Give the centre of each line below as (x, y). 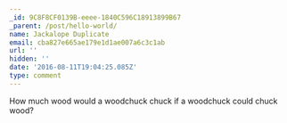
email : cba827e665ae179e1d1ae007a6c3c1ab (87, 42)
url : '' (24, 51)
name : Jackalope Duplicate (59, 34)
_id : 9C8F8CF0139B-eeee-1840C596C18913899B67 (95, 17)
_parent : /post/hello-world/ (63, 26)
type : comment (36, 76)
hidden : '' (29, 59)
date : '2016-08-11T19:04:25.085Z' (74, 68)
